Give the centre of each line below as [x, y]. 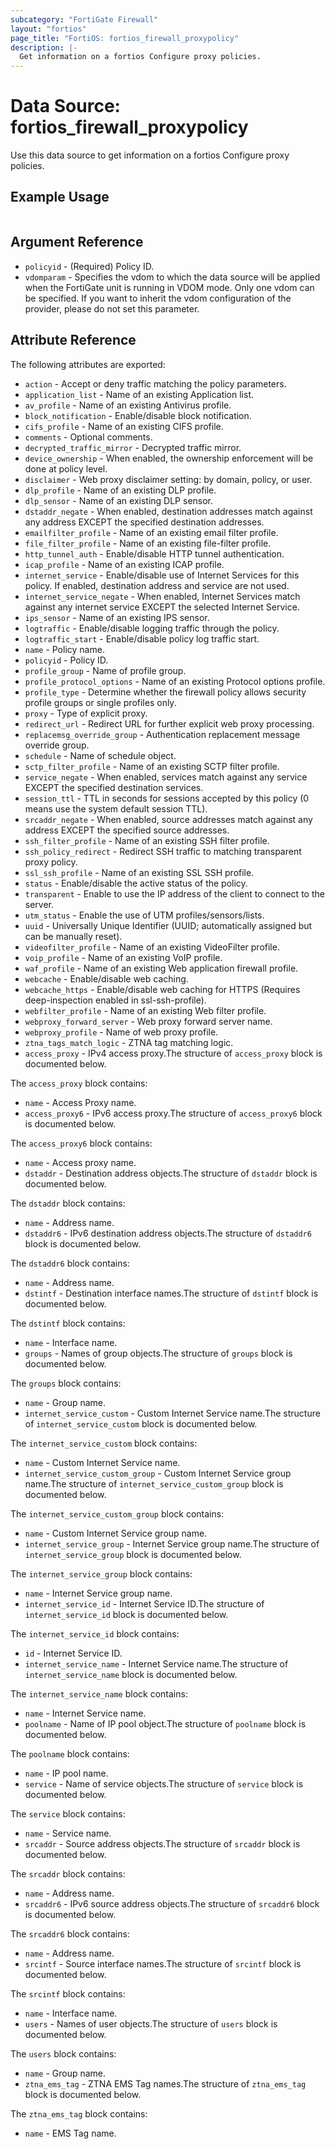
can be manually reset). [73, 936]
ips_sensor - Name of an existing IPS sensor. [117, 617]
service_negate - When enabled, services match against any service [166, 777]
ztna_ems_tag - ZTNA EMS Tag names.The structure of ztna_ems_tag [165, 2083]
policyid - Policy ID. [66, 660]
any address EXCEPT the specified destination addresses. [144, 522]
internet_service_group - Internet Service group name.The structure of [172, 1543]
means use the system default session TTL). [116, 808]
